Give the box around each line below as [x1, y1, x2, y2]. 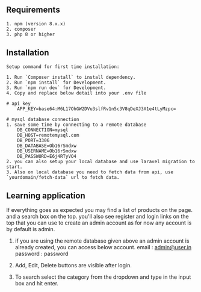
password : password [14, 250, 69, 258]
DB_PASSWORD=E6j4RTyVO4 [17, 153, 77, 159]
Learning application [6, 191, 85, 201]
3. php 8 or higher [6, 31, 55, 37]
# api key [6, 101, 31, 107]
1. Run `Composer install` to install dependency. [6, 74, 136, 80]
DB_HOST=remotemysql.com [17, 132, 79, 138]
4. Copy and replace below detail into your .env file [6, 90, 147, 96]
